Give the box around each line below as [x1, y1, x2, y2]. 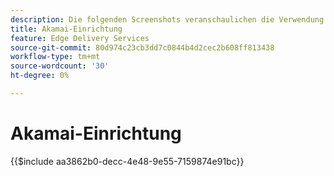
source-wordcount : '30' [10, 61, 110, 71]
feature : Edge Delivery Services [10, 33, 150, 43]
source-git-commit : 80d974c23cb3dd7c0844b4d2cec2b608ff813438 [10, 42, 275, 53]
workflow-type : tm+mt [10, 52, 101, 62]
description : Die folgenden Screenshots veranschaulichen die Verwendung [10, 14, 325, 25]
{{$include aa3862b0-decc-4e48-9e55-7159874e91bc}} [10, 155, 245, 167]
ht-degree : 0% [10, 71, 70, 81]
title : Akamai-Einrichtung [10, 24, 123, 34]
